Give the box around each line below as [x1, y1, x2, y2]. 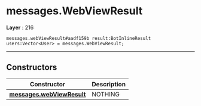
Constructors [6, 63, 57, 73]
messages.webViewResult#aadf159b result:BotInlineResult [6, 35, 151, 41]
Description [92, 80, 126, 88]
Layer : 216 [6, 24, 34, 31]
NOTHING [92, 90, 120, 98]
